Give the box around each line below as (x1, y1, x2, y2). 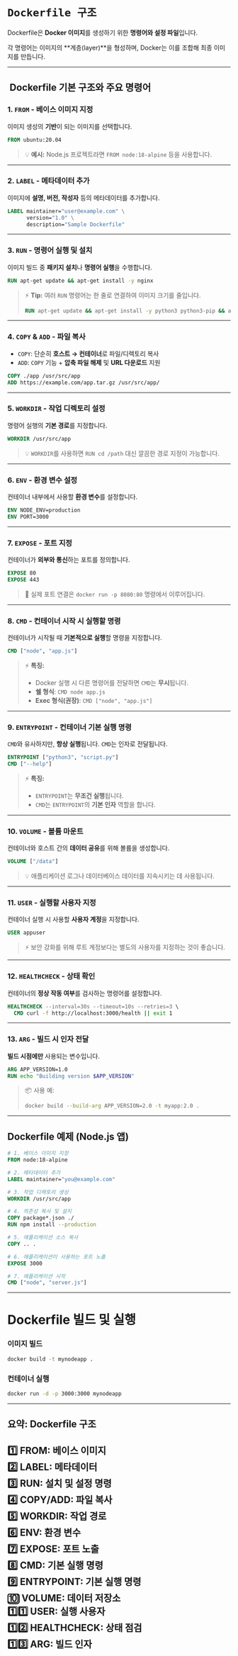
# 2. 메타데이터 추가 (7, 1169, 61, 1176)
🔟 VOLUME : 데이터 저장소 (7, 1592, 121, 1604)
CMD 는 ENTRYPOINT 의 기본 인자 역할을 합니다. (35, 801, 156, 809)
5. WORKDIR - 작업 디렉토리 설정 (7, 404, 106, 414)
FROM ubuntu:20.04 (7, 136, 62, 143)
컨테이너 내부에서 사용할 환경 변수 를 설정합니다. (7, 492, 138, 501)
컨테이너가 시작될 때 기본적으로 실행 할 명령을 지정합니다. (7, 633, 163, 642)
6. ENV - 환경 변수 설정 (7, 475, 78, 485)
